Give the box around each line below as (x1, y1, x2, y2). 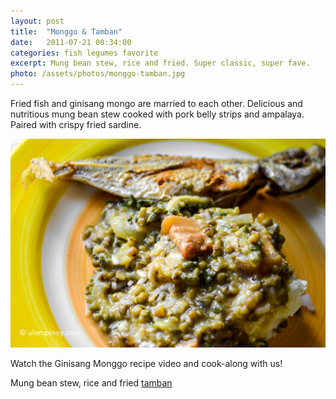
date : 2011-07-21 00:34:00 (10, 37, 132, 47)
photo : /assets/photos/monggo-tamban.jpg (10, 69, 186, 79)
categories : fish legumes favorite (10, 48, 159, 58)
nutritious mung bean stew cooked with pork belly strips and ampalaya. (10, 108, 305, 120)
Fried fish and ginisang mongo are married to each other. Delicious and (10, 98, 303, 109)
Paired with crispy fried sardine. (10, 119, 142, 130)
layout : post (10, 16, 65, 26)
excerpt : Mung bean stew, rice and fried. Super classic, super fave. (10, 58, 311, 69)
